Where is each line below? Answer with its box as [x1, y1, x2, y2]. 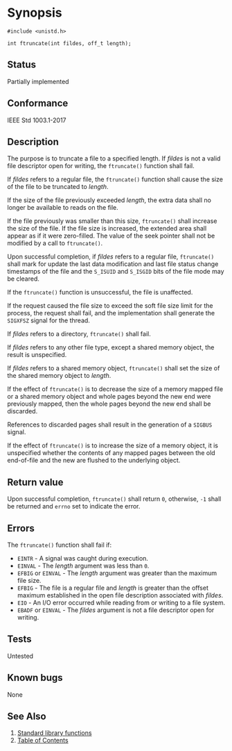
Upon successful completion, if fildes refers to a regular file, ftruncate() [7, 252, 215, 261]
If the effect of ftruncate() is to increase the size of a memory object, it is [7, 441, 218, 449]
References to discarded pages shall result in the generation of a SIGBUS [7, 420, 213, 429]
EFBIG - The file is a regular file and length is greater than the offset [17, 584, 209, 592]
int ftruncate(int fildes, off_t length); [7, 40, 132, 47]
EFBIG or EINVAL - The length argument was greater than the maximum [17, 569, 217, 577]
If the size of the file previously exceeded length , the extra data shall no [7, 196, 211, 204]
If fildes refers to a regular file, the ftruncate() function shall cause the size [7, 175, 224, 183]
